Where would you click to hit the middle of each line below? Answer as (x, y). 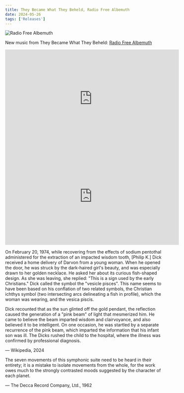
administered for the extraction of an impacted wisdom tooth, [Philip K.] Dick (83, 257)
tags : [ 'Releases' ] (25, 19)
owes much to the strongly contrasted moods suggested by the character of (83, 371)
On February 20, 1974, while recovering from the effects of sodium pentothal (83, 252)
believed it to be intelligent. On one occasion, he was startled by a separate (82, 325)
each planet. (18, 376)
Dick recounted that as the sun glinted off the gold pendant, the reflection (80, 309)
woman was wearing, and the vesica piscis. (50, 299)
